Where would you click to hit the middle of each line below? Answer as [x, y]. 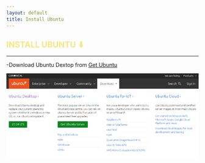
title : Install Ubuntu [35, 19]
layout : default [27, 13]
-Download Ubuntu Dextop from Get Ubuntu [62, 65]
